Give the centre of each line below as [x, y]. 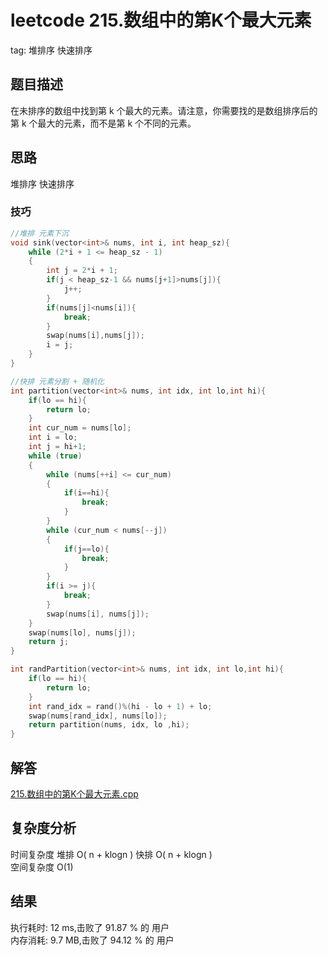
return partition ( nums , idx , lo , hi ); [109, 725]
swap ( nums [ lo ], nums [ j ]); [82, 632]
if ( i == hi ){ [86, 493]
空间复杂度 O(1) [42, 867]
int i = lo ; [53, 437]
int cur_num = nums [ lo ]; [80, 428]
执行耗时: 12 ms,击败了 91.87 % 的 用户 [90, 927]
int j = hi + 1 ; [57, 447]
